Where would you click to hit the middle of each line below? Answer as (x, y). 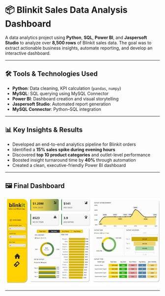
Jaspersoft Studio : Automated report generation (62, 104)
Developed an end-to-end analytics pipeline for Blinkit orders (74, 144)
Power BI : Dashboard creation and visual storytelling (65, 99)
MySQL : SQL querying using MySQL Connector (60, 93)
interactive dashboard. (28, 53)
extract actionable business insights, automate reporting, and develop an (79, 48)
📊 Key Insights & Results (44, 130)
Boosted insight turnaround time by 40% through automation (74, 160)
